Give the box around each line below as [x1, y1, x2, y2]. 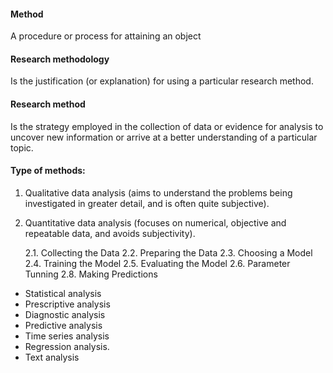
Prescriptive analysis [24, 298, 111, 310]
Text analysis [24, 351, 80, 363]
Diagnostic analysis [24, 308, 106, 320]
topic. [10, 141, 34, 154]
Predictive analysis [24, 319, 103, 331]
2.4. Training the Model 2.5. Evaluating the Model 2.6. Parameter [24, 257, 291, 269]
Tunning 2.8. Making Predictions [24, 268, 158, 280]
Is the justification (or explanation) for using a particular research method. [10, 75, 314, 87]
